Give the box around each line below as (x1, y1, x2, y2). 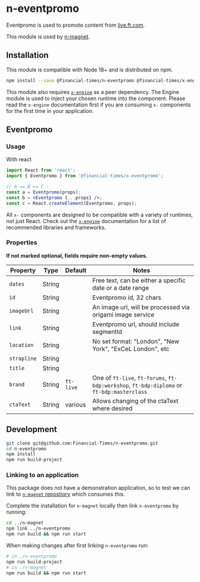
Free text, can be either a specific (92, 276, 186, 284)
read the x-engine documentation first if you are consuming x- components (6, 101, 191, 108)
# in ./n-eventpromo (6, 553, 58, 559)
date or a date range (92, 283, 149, 292)
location (9, 342, 34, 348)
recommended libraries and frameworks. (6, 224, 106, 231)
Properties (6, 239, 37, 247)
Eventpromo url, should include (92, 320, 180, 328)
